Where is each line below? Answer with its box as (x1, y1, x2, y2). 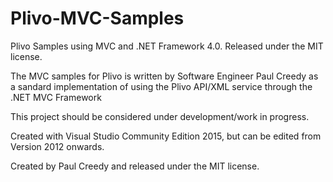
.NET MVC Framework (10, 91, 102, 103)
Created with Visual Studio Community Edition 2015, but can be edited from (10, 130, 322, 142)
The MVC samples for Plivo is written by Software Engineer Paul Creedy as (10, 70, 319, 82)
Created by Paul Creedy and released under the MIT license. (10, 160, 260, 172)
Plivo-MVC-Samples (10, 7, 185, 30)
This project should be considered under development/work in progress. (10, 110, 310, 122)
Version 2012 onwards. (10, 140, 105, 152)
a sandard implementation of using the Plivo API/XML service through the (10, 80, 313, 92)
